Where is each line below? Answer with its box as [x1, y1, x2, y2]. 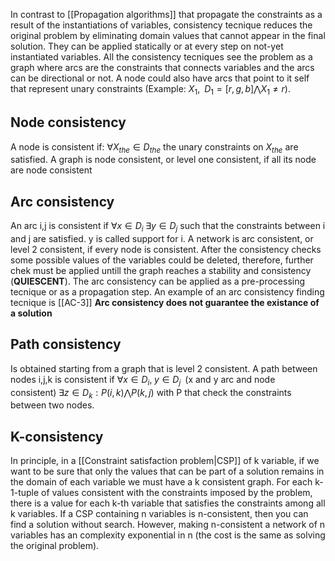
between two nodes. [10, 399, 95, 411]
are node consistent [10, 164, 93, 176]
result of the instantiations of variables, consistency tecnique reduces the [10, 19, 313, 31]
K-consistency [10, 428, 104, 445]
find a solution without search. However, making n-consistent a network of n [10, 519, 326, 531]
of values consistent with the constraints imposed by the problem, [41, 487, 313, 499]
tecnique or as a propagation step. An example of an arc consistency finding [10, 286, 325, 298]
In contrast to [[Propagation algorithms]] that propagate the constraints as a [10, 9, 323, 20]
